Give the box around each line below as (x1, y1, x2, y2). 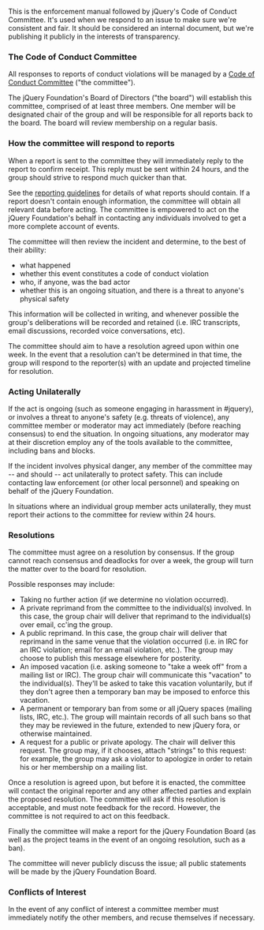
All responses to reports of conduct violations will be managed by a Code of (8, 69, 255, 79)
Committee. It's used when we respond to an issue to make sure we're (8, 15, 237, 24)
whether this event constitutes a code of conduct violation (19, 268, 209, 278)
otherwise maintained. (19, 729, 92, 738)
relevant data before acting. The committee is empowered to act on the (8, 204, 240, 214)
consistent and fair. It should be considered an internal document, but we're (8, 24, 255, 32)
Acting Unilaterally (8, 386, 81, 397)
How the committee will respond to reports (8, 138, 175, 149)
